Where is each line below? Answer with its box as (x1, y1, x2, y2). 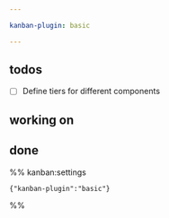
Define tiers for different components (22, 86, 160, 97)
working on (9, 112, 75, 127)
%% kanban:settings (9, 167, 87, 178)
